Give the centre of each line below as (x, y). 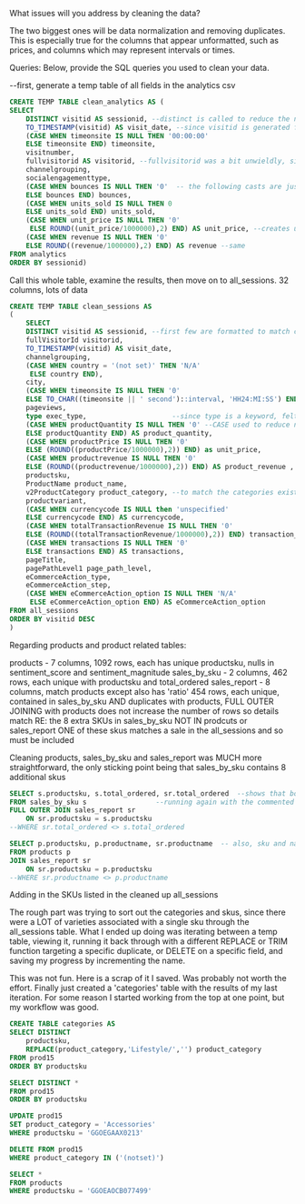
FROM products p (40, 852)
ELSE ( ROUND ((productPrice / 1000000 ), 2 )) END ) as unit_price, (143, 450)
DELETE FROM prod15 (46, 1149)
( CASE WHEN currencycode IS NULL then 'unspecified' (128, 509)
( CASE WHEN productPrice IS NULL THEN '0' (107, 441)
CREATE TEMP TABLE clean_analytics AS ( (87, 102)
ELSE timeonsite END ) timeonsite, (91, 145)
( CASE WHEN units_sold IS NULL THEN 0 (99, 204)
